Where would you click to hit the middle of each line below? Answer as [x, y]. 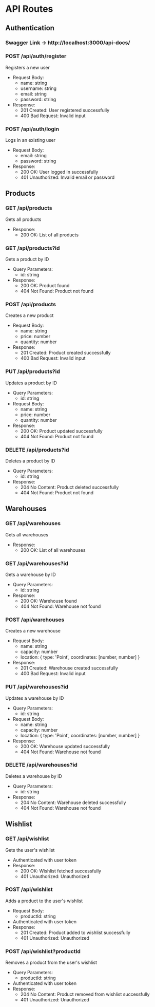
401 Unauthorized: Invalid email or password [67, 177]
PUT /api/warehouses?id [37, 687]
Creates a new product [30, 315]
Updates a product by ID [31, 383]
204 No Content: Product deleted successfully [70, 487]
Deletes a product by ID [30, 461]
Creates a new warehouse [33, 631]
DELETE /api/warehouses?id [42, 765]
